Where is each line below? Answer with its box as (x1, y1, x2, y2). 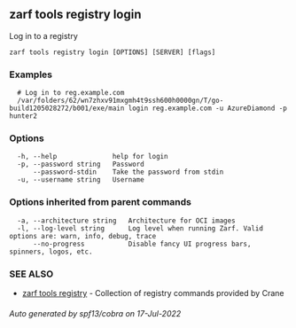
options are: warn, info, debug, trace (9, 231, 157, 240)
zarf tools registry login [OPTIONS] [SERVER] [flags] (9, 48, 216, 57)
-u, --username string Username (17, 176, 144, 184)
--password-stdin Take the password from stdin (32, 168, 224, 176)
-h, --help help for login (17, 152, 168, 161)
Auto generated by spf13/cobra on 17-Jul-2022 (9, 308, 182, 318)
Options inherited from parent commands (9, 196, 192, 208)
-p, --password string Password (17, 160, 144, 169)
